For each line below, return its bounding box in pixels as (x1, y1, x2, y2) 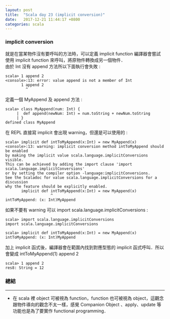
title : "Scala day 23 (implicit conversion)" (5, 12, 105, 17)
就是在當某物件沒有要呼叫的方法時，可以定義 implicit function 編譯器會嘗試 (5, 50, 161, 56)
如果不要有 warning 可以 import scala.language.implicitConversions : (5, 207, 148, 213)
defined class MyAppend (5, 120, 56, 125)
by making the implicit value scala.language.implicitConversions (5, 153, 148, 158)
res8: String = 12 (5, 265, 44, 270)
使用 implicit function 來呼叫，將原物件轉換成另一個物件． (5, 57, 125, 63)
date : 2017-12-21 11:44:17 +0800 (5, 17, 80, 22)
